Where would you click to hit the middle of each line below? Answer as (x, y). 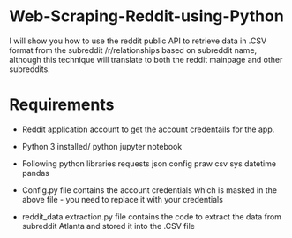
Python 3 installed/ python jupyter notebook (102, 146)
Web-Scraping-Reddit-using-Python (146, 16)
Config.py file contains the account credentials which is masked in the (150, 190)
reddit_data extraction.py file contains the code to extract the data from (152, 216)
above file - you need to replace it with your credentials (122, 199)
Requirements (62, 105)
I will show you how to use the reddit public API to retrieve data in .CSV (138, 41)
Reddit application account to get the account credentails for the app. (148, 129)
